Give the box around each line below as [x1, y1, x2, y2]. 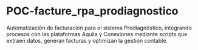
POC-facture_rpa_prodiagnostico [6, 4, 179, 18]
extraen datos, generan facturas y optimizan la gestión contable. [6, 37, 168, 44]
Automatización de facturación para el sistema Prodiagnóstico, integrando [6, 24, 193, 31]
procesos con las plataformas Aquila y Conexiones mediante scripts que [6, 30, 188, 37]
